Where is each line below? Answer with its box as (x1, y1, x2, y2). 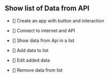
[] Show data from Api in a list (12, 37, 75, 43)
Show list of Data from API (5, 4, 90, 13)
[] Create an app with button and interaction (12, 17, 104, 23)
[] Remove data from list (12, 67, 63, 73)
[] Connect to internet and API (12, 28, 75, 34)
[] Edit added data (12, 57, 50, 63)
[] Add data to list (12, 47, 49, 53)
